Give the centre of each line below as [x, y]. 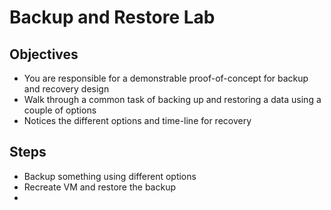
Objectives [44, 54]
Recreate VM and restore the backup [100, 187]
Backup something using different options [110, 176]
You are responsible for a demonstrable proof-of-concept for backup [166, 78]
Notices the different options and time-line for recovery [137, 120]
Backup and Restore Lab [112, 17]
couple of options [60, 110]
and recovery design [66, 89]
